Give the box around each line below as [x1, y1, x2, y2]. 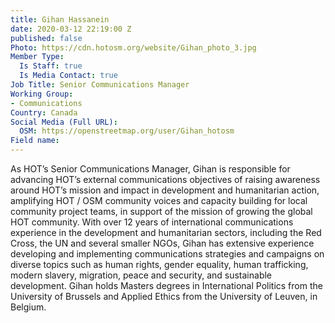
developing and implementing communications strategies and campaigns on [10, 248, 325, 260]
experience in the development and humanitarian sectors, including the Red [10, 227, 322, 238]
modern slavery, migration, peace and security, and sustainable [10, 269, 273, 281]
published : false [10, 33, 83, 43]
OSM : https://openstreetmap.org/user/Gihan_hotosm [19, 126, 235, 136]
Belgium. [10, 301, 47, 313]
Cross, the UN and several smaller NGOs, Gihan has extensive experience [10, 237, 315, 249]
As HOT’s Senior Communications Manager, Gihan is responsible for [10, 163, 291, 175]
